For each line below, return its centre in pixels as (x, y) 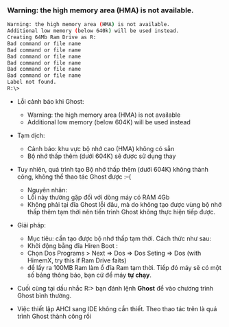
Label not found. (32, 82)
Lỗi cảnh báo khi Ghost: (50, 101)
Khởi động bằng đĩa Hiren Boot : (73, 245)
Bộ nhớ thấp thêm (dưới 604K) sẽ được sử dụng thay (101, 156)
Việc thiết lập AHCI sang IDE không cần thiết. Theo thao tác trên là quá (117, 308)
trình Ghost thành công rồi (54, 316)
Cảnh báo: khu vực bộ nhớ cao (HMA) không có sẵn (101, 148)
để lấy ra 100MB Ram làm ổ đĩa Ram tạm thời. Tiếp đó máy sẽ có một (124, 267)
